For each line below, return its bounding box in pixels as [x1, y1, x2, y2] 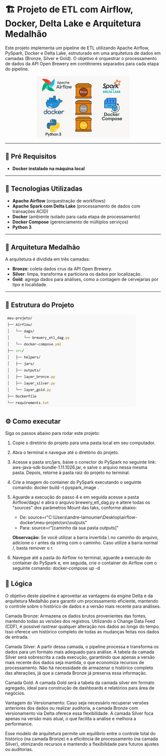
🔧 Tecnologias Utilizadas [5, 185, 83, 193]
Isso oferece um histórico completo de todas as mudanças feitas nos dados [5, 628, 160, 634]
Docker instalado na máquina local [12, 165, 85, 171]
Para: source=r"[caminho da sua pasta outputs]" [19, 525, 119, 531]
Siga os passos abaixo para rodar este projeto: [5, 430, 100, 436]
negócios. [5, 690, 26, 696]
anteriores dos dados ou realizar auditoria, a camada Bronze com [5, 705, 138, 711]
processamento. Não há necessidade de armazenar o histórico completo [5, 665, 154, 671]
